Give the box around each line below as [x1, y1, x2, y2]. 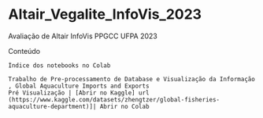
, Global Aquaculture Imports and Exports [8, 82, 150, 90]
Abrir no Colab [99, 102, 150, 110]
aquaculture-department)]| [8, 102, 97, 110]
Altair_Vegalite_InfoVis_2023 [8, 5, 202, 23]
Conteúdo [8, 46, 41, 55]
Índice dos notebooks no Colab [8, 61, 111, 70]
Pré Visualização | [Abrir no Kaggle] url [8, 88, 150, 97]
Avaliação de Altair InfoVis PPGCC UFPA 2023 [8, 31, 157, 41]
